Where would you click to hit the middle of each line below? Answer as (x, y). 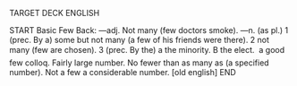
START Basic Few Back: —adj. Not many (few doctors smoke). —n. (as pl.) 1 (149, 30)
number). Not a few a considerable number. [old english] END (123, 72)
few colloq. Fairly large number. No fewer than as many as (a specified (140, 63)
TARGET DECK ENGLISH (55, 13)
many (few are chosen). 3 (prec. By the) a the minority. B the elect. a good (147, 50)
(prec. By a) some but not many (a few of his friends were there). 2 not (140, 40)
